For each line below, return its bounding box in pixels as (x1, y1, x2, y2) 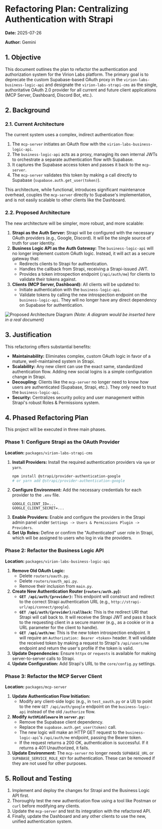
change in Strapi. (12, 373, 46, 380)
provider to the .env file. (12, 492, 60, 498)
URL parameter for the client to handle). (19, 624, 99, 630)
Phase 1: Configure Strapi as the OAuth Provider (5, 439, 120, 445)
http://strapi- (111, 600, 142, 604)
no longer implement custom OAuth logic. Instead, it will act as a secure (12, 250, 155, 256)
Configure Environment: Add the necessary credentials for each (12, 487, 142, 493)
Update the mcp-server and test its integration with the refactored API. (12, 808, 151, 814)
